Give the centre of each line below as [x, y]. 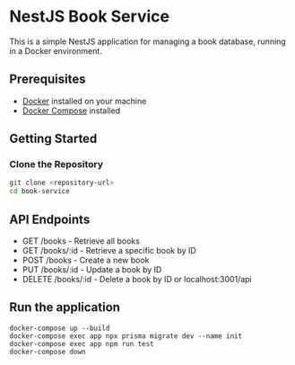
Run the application [65, 307]
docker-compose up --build [60, 328]
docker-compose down [48, 352]
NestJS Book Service [90, 17]
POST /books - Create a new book [86, 260]
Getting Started [53, 139]
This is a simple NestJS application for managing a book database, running [148, 41]
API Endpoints [50, 219]
